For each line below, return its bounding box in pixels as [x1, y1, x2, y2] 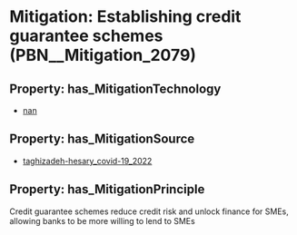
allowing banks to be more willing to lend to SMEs [9, 215, 195, 226]
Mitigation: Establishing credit [9, 6, 242, 27]
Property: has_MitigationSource [9, 132, 195, 147]
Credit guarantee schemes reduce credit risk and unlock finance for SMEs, [9, 206, 289, 217]
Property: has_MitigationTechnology [9, 81, 222, 96]
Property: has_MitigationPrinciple [9, 181, 205, 197]
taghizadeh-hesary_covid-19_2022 [22, 155, 153, 166]
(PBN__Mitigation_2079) [9, 45, 197, 65]
